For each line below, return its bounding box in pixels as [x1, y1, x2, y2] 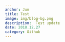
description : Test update [5, 20, 60, 26]
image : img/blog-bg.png [5, 16, 54, 21]
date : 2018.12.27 [5, 25, 41, 30]
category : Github [5, 29, 41, 34]
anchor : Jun [5, 7, 29, 12]
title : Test [5, 12, 29, 16]
